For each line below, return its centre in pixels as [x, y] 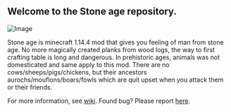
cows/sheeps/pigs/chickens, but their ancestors [77, 72]
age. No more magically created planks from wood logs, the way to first [111, 49]
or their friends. [30, 87]
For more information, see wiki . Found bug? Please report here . [99, 101]
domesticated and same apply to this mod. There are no [89, 64]
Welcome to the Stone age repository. [92, 12]
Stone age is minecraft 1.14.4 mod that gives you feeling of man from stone [115, 42]
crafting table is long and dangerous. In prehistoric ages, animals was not [114, 57]
